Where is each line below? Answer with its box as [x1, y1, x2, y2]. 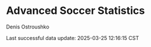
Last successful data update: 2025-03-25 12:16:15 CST [6, 34, 139, 41]
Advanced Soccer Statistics [6, 4, 145, 17]
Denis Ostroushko [6, 23, 50, 30]
